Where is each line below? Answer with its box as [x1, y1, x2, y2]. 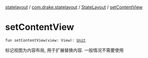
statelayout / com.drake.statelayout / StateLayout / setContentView [5, 4, 143, 10]
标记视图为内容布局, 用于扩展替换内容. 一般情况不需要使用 [5, 47, 124, 53]
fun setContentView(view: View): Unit [5, 38, 86, 43]
